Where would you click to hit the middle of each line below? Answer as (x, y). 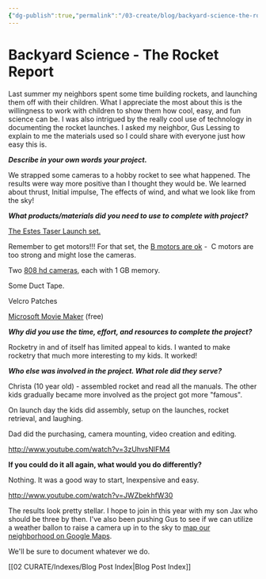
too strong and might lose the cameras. (72, 255)
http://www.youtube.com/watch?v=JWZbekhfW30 (91, 495)
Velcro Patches (33, 301)
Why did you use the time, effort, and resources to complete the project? (130, 332)
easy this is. (28, 144)
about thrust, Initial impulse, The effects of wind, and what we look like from (132, 192)
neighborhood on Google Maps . (60, 535)
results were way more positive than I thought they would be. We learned (127, 183)
